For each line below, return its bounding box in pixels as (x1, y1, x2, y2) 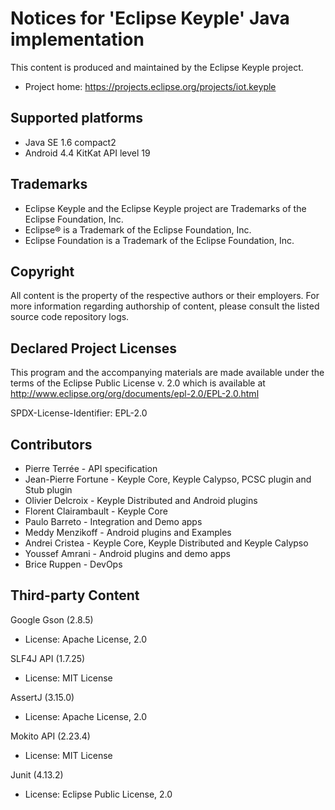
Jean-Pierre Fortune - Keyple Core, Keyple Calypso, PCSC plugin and (24, 473, 312, 485)
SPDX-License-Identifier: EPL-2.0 (10, 407, 148, 419)
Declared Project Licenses (10, 340, 177, 357)
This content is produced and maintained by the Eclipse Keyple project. (10, 61, 304, 73)
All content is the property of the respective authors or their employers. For (10, 290, 320, 302)
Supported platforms (10, 110, 143, 127)
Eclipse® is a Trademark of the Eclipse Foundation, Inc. (24, 223, 252, 236)
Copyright (10, 263, 75, 280)
